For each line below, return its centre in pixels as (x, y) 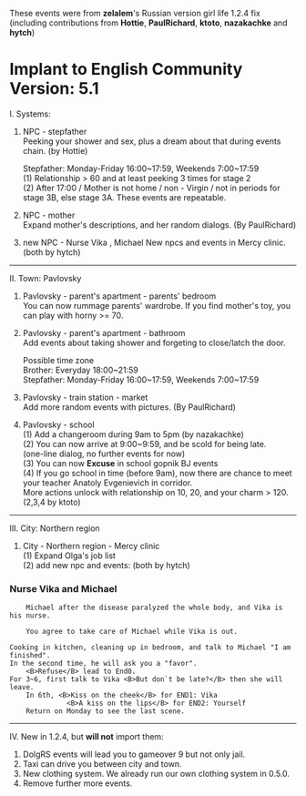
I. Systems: (31, 114)
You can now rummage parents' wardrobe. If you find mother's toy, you (157, 305)
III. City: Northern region (55, 528)
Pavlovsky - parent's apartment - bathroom (104, 332)
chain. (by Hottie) (55, 150)
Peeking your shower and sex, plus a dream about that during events (152, 141)
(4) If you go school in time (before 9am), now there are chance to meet (158, 473)
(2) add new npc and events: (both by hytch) (107, 565)
